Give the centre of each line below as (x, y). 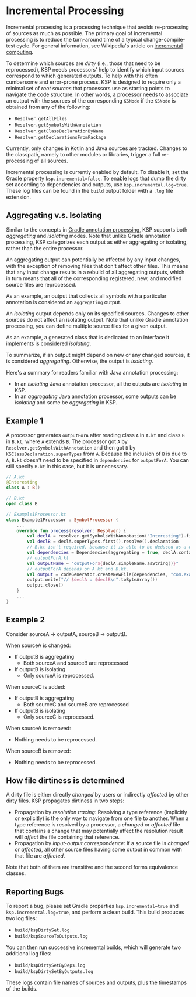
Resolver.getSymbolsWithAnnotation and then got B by (71, 447)
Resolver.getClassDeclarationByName (59, 131)
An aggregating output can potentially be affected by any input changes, (93, 260)
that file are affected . (40, 856)
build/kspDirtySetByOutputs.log (54, 972)
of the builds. (22, 989)
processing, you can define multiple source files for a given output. (87, 326)
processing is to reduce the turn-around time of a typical (74, 39)
